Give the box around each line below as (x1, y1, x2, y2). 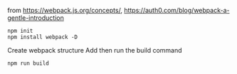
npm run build (7, 60, 50, 67)
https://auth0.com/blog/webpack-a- (124, 6, 230, 14)
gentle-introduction (7, 14, 64, 22)
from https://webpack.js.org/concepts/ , (7, 6, 123, 14)
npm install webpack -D (7, 33, 78, 41)
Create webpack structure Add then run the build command (7, 46, 183, 54)
